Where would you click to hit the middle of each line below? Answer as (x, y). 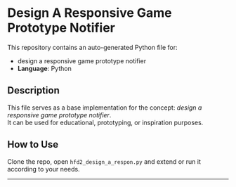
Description (33, 90)
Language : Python (44, 68)
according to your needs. (44, 169)
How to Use (33, 144)
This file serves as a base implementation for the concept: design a (105, 108)
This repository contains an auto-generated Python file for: (92, 47)
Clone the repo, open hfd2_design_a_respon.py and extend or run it (104, 161)
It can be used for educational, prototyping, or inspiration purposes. (105, 122)
